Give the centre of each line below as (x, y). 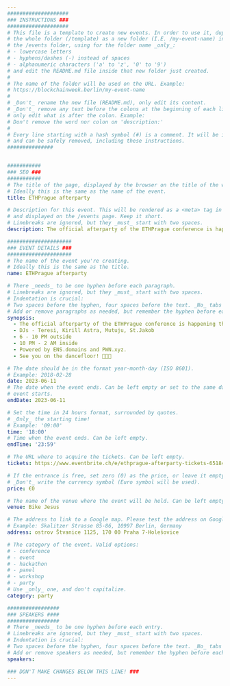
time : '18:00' (27, 432)
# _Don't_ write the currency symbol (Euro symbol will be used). (104, 482)
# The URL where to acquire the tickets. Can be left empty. (96, 457)
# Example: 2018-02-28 (39, 375)
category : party (30, 595)
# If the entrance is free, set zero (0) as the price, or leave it (107, 475)
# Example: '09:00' (35, 425)
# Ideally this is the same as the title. (68, 267)
